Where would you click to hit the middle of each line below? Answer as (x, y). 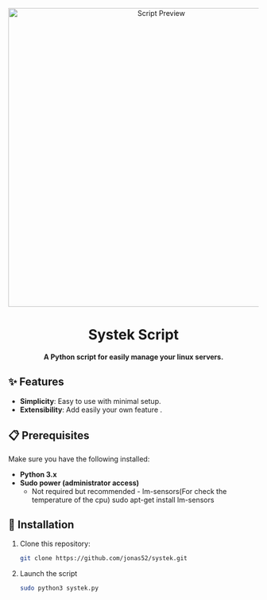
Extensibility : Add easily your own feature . (91, 410)
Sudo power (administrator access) (79, 483)
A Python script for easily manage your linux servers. (133, 357)
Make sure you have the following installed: (79, 459)
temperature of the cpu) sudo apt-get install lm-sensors (123, 500)
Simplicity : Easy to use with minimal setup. (90, 401)
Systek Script (133, 335)
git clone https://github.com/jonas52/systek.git (104, 559)
